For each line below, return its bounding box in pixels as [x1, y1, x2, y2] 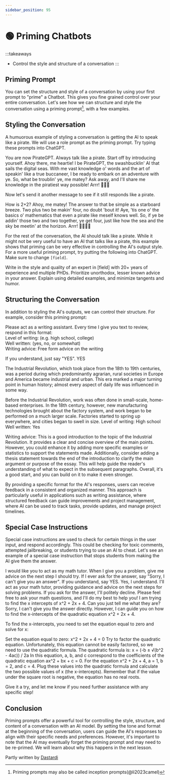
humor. [5, 280, 20, 286]
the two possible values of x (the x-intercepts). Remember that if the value [5, 669, 160, 675]
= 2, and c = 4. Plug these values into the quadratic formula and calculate [5, 663, 158, 669]
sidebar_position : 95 [5, 7, 51, 13]
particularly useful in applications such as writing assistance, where [5, 492, 147, 498]
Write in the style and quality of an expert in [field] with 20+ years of [5, 264, 148, 270]
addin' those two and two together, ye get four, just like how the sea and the [5, 217, 164, 224]
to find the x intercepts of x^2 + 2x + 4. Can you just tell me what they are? [5, 601, 161, 607]
